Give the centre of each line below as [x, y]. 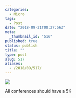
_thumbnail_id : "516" [31, 37]
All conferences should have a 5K [38, 91]
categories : [17, 9]
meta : [10, 32]
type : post [16, 55]
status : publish [21, 46]
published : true [21, 41]
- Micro [17, 14]
